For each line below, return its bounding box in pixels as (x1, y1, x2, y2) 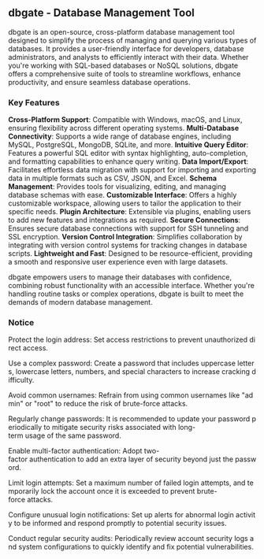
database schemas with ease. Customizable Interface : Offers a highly (8, 191, 237, 200)
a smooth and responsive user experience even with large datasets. (8, 257, 229, 267)
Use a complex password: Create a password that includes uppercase (8, 358, 236, 368)
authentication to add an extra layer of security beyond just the (28, 454, 234, 464)
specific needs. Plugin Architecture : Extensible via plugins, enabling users (8, 207, 251, 217)
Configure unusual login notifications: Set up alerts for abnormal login (8, 510, 234, 520)
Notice (8, 317, 35, 328)
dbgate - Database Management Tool (8, 6, 195, 20)
